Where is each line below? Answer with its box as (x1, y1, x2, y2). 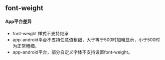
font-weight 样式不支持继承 (12, 30, 69, 36)
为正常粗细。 (12, 43, 39, 49)
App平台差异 (5, 18, 32, 24)
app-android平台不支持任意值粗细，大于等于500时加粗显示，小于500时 (12, 37, 160, 43)
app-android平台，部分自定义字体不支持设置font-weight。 (12, 49, 133, 55)
